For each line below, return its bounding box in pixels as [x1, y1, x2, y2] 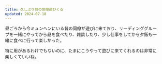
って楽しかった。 [30, 37, 64, 43]
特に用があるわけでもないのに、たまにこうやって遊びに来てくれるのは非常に [5, 48, 157, 53]
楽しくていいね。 [5, 53, 39, 59]
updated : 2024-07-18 [5, 12, 47, 16]
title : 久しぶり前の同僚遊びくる [5, 7, 64, 12]
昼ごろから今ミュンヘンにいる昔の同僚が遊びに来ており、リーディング [5, 25, 144, 31]
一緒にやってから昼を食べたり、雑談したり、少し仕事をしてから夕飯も [13, 31, 153, 37]
